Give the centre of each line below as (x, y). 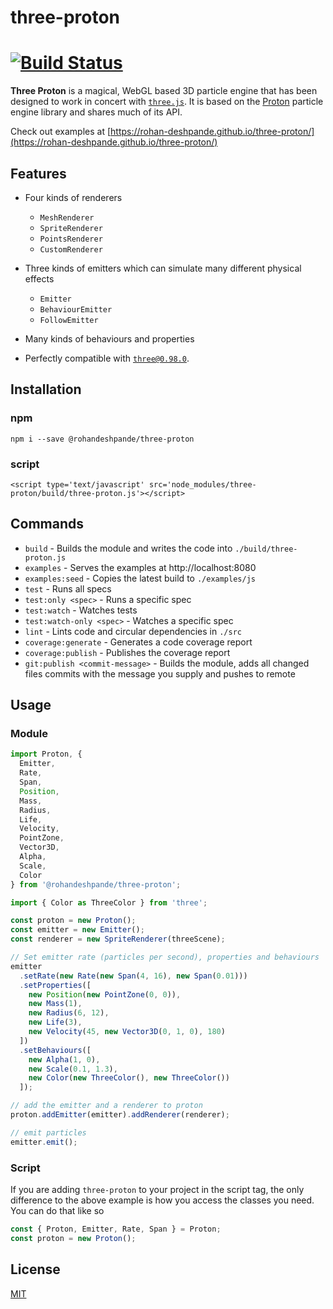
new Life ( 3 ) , (55, 1022)
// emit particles (48, 1132)
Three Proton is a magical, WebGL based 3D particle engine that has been (164, 91)
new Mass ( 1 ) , (55, 1004)
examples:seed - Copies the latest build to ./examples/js (140, 578)
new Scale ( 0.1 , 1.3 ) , (73, 1069)
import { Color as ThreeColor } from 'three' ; (109, 902)
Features (38, 173)
